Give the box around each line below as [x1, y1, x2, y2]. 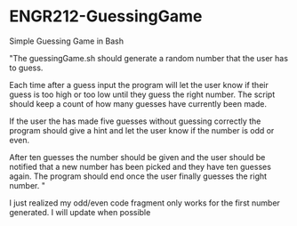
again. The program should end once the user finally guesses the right [9, 171, 268, 182]
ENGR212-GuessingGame [9, 6, 203, 27]
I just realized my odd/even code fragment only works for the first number [9, 198, 280, 208]
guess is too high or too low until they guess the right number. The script [9, 89, 276, 100]
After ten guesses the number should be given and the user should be [9, 151, 266, 162]
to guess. [9, 62, 44, 73]
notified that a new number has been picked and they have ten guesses [9, 161, 271, 172]
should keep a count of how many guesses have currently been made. [9, 98, 268, 109]
